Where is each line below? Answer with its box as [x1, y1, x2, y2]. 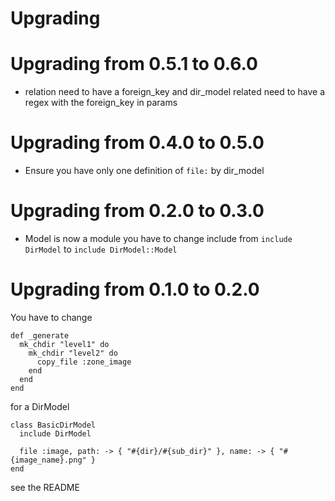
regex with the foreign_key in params [24, 97, 178, 109]
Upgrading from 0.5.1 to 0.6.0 [10, 53, 258, 76]
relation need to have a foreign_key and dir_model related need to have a [24, 86, 326, 98]
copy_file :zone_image [36, 357, 132, 367]
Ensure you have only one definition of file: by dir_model [24, 165, 265, 177]
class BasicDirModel [10, 420, 97, 430]
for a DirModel [10, 400, 70, 412]
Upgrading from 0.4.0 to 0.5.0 [10, 132, 265, 154]
